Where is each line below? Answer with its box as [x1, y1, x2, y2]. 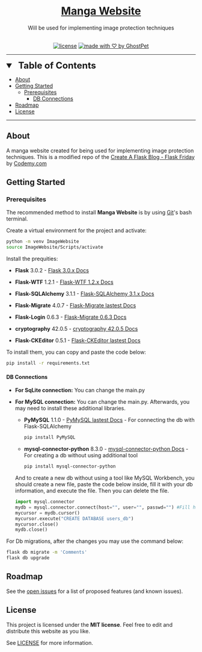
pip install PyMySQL [23, 434, 76, 440]
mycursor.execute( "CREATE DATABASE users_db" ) [14, 515, 134, 522]
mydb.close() [14, 527, 48, 533]
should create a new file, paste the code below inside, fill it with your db [14, 481, 194, 488]
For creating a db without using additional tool [23, 452, 138, 459]
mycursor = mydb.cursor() [14, 510, 80, 516]
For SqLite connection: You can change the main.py [14, 387, 145, 394]
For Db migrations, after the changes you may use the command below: [6, 538, 184, 545]
